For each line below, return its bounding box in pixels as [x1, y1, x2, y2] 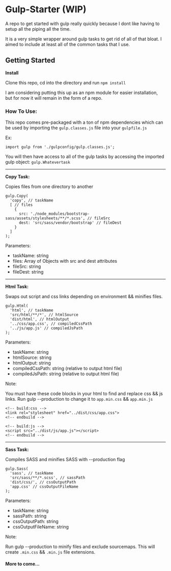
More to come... [5, 561, 40, 567]
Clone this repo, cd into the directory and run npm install [5, 79, 126, 85]
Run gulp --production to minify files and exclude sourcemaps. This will [5, 543, 155, 550]
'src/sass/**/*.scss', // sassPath [10, 475, 85, 481]
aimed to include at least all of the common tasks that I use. [5, 41, 130, 47]
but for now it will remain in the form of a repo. [5, 95, 103, 101]
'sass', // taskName [10, 471, 53, 476]
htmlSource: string [12, 354, 52, 361]
